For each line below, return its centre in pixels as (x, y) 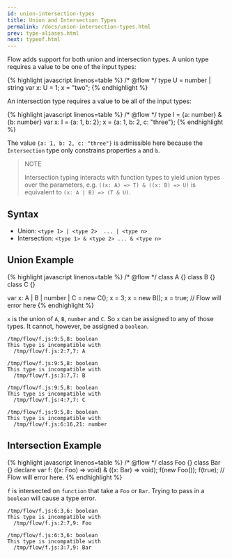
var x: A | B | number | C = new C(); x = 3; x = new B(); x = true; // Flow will (114, 297)
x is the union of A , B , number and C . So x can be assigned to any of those (110, 318)
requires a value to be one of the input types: (72, 67)
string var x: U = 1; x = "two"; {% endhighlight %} (78, 88)
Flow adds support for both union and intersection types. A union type (108, 59)
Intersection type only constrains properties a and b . (84, 150)
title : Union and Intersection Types (62, 20)
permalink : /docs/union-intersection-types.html (79, 26)
